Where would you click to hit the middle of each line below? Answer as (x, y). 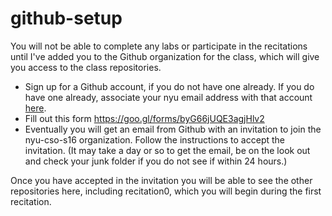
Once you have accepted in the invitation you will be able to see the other (161, 180)
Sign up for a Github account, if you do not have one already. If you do (169, 86)
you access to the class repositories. (86, 67)
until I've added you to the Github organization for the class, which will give (165, 56)
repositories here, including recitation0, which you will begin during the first (166, 191)
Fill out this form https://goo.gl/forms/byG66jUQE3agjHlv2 (144, 118)
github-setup (66, 18)
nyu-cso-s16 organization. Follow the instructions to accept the (154, 139)
